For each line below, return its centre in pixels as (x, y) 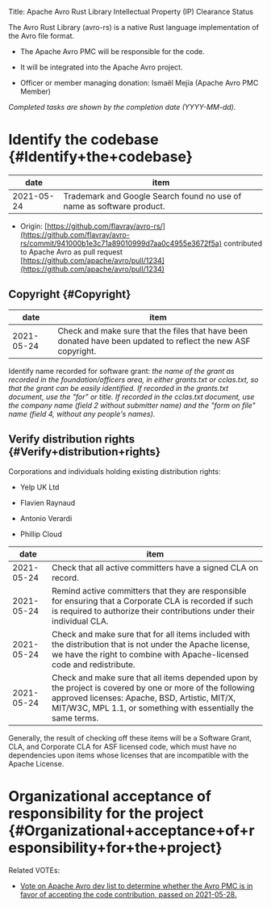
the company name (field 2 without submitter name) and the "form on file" (132, 405)
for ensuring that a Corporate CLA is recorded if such (152, 601)
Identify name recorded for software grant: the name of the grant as (122, 371)
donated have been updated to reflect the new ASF (154, 341)
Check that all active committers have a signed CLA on (155, 567)
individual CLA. (80, 621)
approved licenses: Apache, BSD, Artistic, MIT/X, (144, 698)
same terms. (75, 718)
